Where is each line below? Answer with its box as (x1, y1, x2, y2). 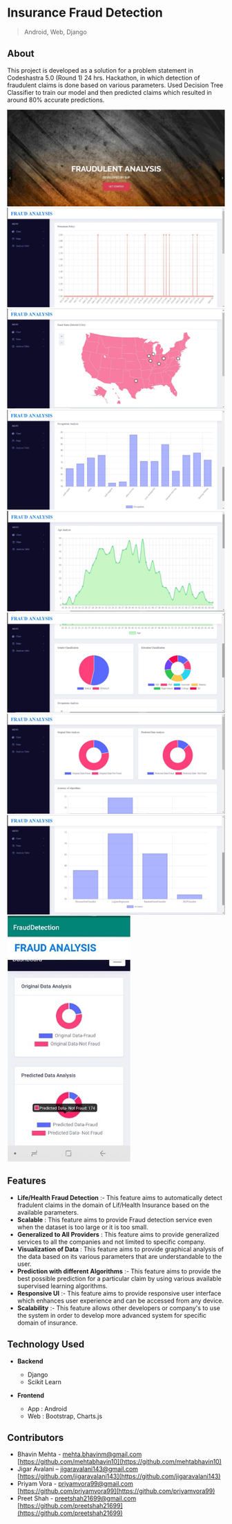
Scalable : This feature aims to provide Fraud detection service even (17, 1215, 213, 1224)
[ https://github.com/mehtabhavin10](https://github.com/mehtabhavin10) (17, 1458, 222, 1466)
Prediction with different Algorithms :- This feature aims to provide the (17, 1267, 222, 1275)
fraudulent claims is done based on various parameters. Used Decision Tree (7, 81, 224, 89)
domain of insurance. (17, 1318, 78, 1327)
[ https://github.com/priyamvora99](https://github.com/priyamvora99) (17, 1487, 215, 1496)
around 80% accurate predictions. (7, 96, 105, 104)
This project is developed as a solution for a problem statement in (7, 66, 193, 74)
